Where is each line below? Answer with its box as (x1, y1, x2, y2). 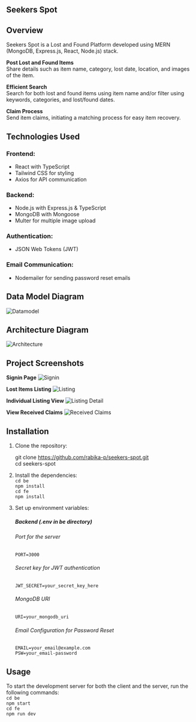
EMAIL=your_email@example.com (14, 645, 91, 651)
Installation (6, 426, 49, 436)
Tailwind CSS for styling (14, 169, 74, 176)
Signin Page (6, 374, 37, 381)
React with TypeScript (14, 163, 70, 170)
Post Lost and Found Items (6, 59, 74, 67)
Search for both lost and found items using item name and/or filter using (6, 90, 185, 97)
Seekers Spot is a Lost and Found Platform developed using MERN (6, 41, 171, 49)
